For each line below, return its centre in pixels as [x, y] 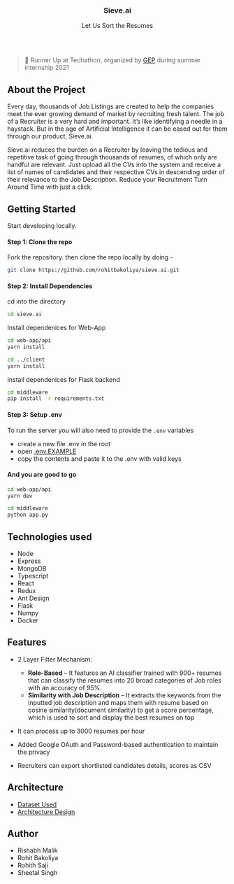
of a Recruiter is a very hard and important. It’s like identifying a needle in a [115, 122]
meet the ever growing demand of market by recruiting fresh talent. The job [116, 114]
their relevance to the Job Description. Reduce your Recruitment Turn [107, 180]
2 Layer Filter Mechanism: [55, 659]
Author [23, 834]
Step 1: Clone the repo [40, 242]
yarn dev [20, 496]
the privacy [34, 752]
